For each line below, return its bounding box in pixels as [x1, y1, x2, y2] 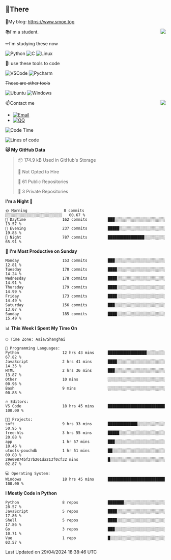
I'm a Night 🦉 [5, 198, 33, 204]
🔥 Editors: [5, 399, 29, 404]
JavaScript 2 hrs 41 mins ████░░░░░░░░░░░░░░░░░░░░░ [5, 359, 165, 364]
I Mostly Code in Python [5, 490, 57, 496]
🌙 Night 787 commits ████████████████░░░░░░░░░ [5, 234, 165, 240]
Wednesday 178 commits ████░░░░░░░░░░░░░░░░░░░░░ [5, 276, 165, 281]
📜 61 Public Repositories [17, 179, 69, 185]
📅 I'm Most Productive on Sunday [5, 248, 77, 254]
